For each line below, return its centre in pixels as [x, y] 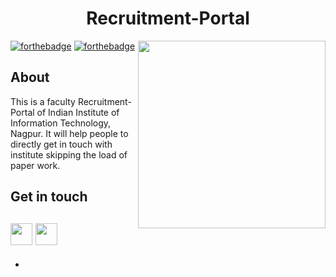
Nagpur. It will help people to [69, 133]
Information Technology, [61, 123]
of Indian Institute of [78, 112]
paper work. [35, 165]
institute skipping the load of [69, 154]
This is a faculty [43, 101]
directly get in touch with [61, 144]
